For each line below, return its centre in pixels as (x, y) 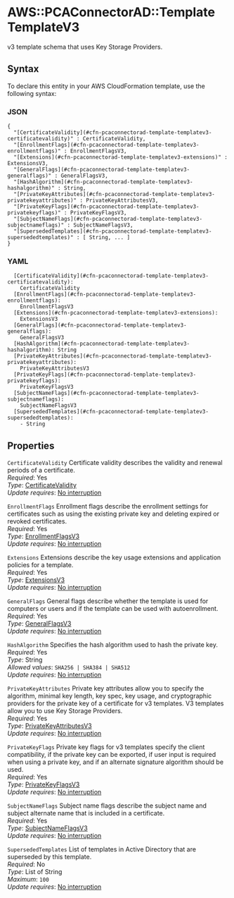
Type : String (25, 660)
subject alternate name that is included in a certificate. (86, 813)
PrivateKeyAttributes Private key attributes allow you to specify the (106, 688)
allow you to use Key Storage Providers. (65, 711)
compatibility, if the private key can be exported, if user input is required (112, 755)
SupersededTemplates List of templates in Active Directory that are (102, 849)
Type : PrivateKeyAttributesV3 (50, 726)
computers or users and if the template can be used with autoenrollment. (113, 609)
